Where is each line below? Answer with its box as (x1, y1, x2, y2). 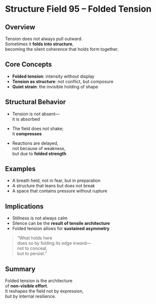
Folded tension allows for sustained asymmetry (12, 226, 110, 232)
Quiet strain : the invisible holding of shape (12, 84, 99, 89)
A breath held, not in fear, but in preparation (12, 177, 101, 184)
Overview (5, 23, 36, 31)
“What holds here (17, 235, 53, 241)
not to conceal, (17, 245, 48, 251)
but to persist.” (17, 251, 47, 257)
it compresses (12, 130, 42, 136)
